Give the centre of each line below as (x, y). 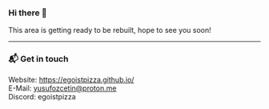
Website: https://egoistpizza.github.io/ (71, 79)
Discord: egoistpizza (42, 96)
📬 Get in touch (38, 59)
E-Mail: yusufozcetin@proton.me (62, 88)
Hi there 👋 (28, 13)
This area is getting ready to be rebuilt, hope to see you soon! (110, 30)
